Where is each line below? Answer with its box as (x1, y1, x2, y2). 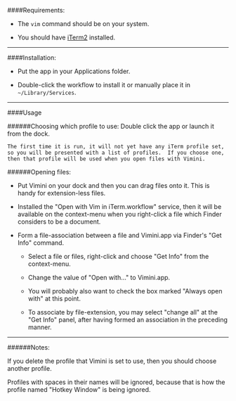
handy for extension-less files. (17, 189, 106, 197)
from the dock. (7, 129, 51, 138)
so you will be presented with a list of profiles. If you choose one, (7, 149, 225, 156)
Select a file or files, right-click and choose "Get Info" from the (27, 253, 209, 260)
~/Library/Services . (17, 88, 77, 96)
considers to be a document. (17, 217, 101, 226)
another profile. (7, 364, 52, 372)
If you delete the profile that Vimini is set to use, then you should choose (7, 357, 217, 365)
